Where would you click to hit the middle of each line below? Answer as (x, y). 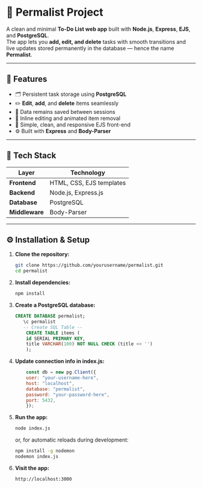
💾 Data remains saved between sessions (65, 111)
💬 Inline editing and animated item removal (68, 118)
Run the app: (31, 418)
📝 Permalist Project (55, 12)
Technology (87, 172)
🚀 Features (27, 79)
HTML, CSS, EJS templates (88, 183)
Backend (22, 192)
